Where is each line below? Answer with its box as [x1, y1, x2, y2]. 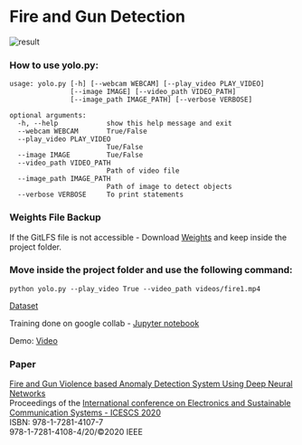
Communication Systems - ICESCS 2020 [9, 407, 161, 418]
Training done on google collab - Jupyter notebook [9, 317, 200, 328]
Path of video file [106, 166, 180, 175]
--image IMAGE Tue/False [17, 151, 144, 160]
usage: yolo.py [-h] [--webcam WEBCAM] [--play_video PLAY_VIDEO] [9, 80, 265, 89]
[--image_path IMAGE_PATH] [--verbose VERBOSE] [70, 95, 253, 105]
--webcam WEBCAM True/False [17, 127, 147, 137]
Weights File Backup [9, 211, 101, 223]
